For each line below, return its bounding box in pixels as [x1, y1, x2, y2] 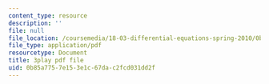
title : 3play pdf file [8, 57, 84, 65]
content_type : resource [8, 11, 88, 20]
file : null [8, 26, 45, 34]
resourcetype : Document [8, 49, 88, 57]
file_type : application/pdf [8, 42, 102, 50]
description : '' [8, 19, 62, 27]
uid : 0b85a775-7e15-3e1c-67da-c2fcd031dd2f [8, 64, 156, 72]
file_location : [8, 34, 59, 42]
